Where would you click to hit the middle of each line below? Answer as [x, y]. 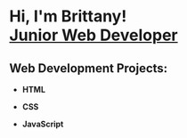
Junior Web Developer [93, 35]
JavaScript [43, 124]
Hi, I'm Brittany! [68, 16]
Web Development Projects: [89, 68]
